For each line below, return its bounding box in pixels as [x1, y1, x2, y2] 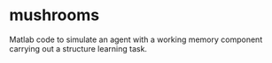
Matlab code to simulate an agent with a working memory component [9, 34, 263, 45]
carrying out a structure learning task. [9, 43, 148, 53]
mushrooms [9, 5, 100, 25]
